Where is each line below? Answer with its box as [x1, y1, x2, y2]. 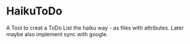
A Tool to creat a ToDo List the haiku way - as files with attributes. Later [6, 24, 184, 31]
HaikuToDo [6, 4, 63, 18]
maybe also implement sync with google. [6, 30, 109, 37]
